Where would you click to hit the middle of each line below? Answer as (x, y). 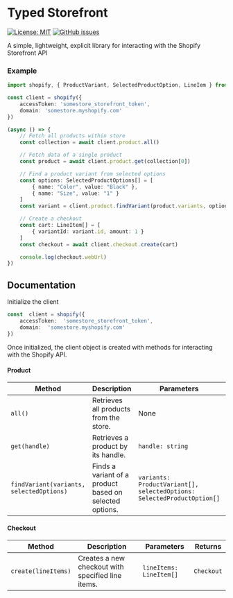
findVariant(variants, (48, 484)
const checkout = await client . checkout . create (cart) (99, 244)
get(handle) (31, 446)
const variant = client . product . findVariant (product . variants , (113, 206)
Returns (208, 547)
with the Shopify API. (37, 354)
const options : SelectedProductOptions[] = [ (87, 180)
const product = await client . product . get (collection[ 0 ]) (105, 162)
